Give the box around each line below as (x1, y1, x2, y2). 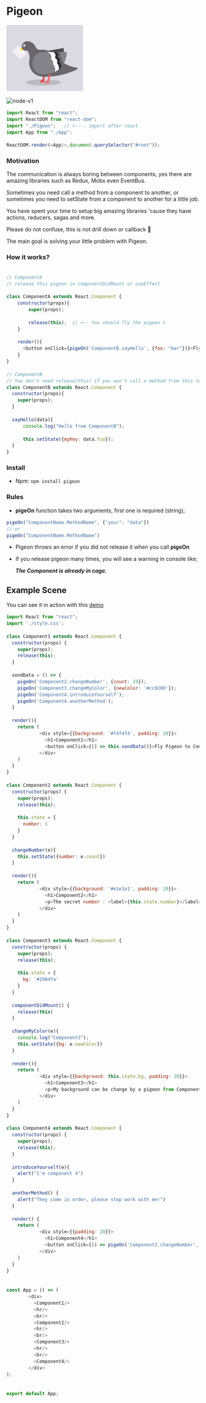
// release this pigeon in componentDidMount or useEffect (6, 280, 161, 287)
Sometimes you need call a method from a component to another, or (6, 189, 179, 196)
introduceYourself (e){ (12, 1164, 70, 1170)
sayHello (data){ (12, 416, 53, 423)
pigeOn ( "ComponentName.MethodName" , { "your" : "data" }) (6, 519, 150, 525)
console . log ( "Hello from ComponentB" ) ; (22, 423, 124, 429)
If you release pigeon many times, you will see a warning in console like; (15, 555, 198, 563)
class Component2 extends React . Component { (6, 782, 122, 788)
